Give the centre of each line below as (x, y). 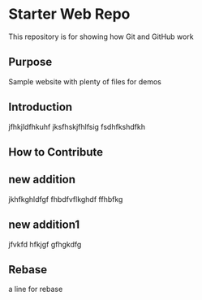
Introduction (41, 107)
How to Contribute (56, 152)
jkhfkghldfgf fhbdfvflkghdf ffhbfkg (66, 199)
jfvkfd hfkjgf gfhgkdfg (45, 244)
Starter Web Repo (69, 14)
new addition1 (44, 225)
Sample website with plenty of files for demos (85, 81)
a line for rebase (36, 289)
